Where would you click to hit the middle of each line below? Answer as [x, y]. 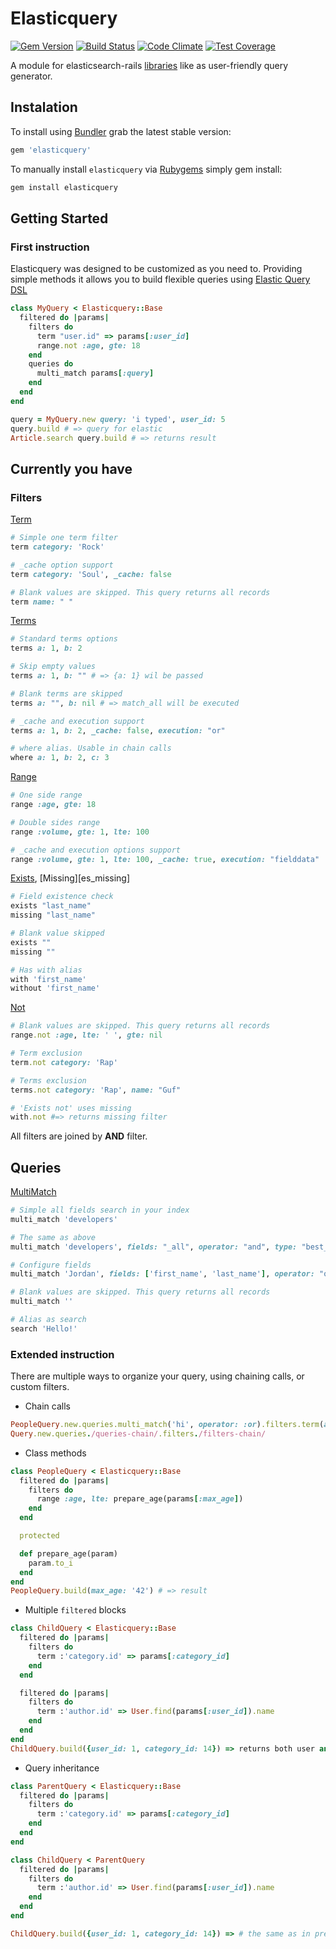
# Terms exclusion [48, 1080]
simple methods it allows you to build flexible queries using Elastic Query [160, 279]
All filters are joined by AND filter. [79, 1136]
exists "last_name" [51, 906]
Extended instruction [62, 1354]
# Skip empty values [53, 667]
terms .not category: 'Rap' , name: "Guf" [96, 1090]
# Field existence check [62, 897]
